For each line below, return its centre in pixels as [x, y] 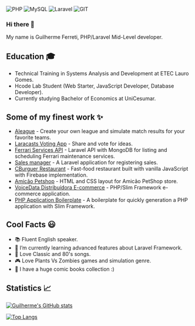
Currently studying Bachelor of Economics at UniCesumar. [85, 99]
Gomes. [24, 80]
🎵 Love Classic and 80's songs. [53, 254]
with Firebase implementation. [51, 175]
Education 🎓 [31, 56]
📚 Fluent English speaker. [46, 239]
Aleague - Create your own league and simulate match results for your [100, 131]
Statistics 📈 [29, 288]
